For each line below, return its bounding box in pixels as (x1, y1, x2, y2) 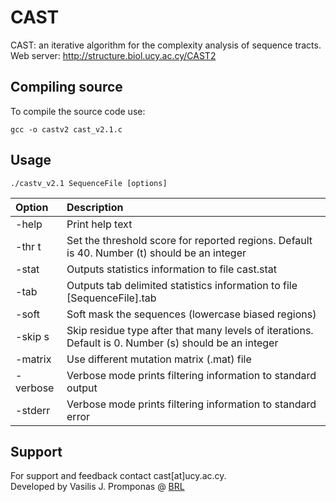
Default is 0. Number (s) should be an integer (66, 336, 279, 350)
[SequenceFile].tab (66, 291, 157, 305)
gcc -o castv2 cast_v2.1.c (10, 124, 123, 135)
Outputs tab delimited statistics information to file (66, 278, 298, 292)
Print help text (66, 217, 133, 231)
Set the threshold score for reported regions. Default (66, 233, 313, 247)
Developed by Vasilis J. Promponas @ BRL (10, 481, 185, 493)
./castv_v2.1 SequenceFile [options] (10, 178, 168, 188)
